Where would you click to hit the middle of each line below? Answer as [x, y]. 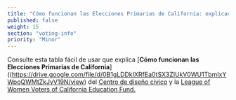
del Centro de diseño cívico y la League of [149, 82]
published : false [33, 20]
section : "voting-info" [42, 33]
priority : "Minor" [34, 40]
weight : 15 [23, 27]
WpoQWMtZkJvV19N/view [46, 82]
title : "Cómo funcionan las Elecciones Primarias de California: [105, 14]
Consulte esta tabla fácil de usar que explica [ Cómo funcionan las [103, 59]
